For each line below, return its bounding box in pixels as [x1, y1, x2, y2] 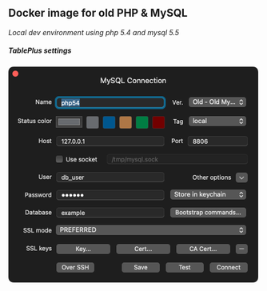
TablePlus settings [8, 46, 72, 55]
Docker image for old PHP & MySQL [8, 6, 188, 20]
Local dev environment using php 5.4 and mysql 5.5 [8, 27, 180, 37]
